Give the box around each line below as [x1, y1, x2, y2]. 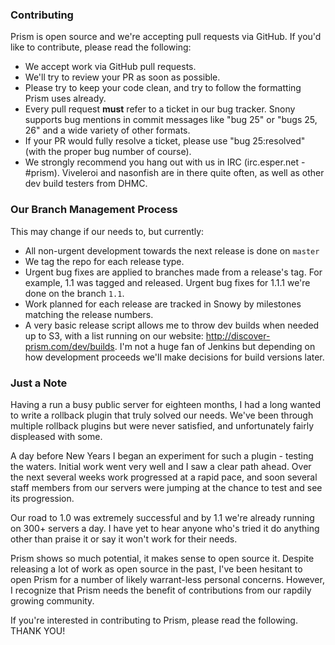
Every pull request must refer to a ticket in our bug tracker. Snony [24, 103, 296, 115]
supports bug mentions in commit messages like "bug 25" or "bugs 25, [24, 114, 318, 126]
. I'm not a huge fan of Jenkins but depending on [114, 340, 316, 352]
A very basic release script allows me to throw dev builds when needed [24, 319, 320, 331]
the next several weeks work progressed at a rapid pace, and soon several [10, 471, 318, 483]
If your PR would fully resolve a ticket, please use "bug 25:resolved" [24, 135, 306, 147]
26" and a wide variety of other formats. [24, 124, 191, 137]
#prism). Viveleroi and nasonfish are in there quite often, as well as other [24, 167, 325, 179]
